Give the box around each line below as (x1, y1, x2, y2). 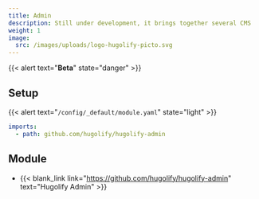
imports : (8, 123, 37, 131)
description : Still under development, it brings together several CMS (8, 19, 251, 27)
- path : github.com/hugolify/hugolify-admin (15, 130, 166, 138)
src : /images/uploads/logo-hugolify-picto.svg (15, 41, 173, 49)
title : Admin (8, 11, 52, 20)
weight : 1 (8, 26, 41, 34)
